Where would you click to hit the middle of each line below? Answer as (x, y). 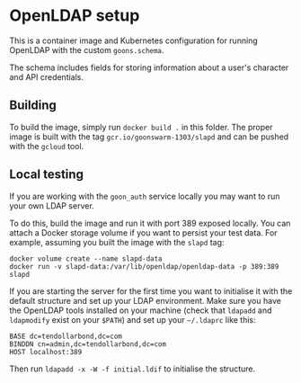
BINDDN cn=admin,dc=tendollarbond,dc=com (88, 344)
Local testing (46, 175)
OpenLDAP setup (75, 16)
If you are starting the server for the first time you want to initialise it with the (151, 291)
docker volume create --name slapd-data (86, 258)
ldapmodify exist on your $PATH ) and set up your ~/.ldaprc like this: (133, 319)
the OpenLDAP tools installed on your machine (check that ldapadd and (141, 310)
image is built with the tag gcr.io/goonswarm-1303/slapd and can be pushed (149, 137)
